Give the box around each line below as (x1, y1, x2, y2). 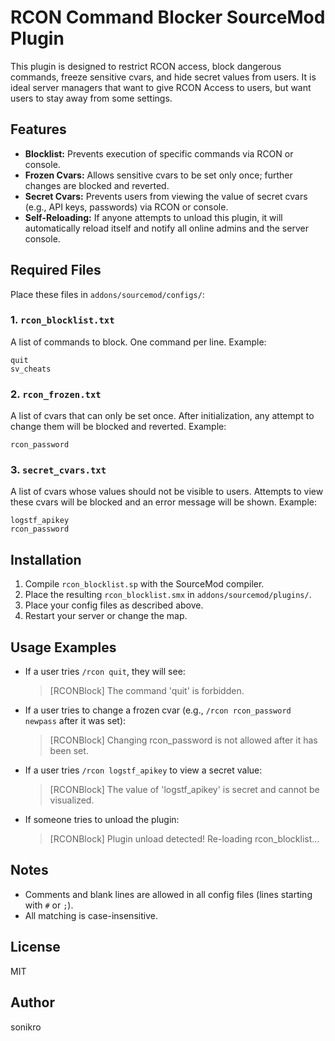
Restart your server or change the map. (24, 610, 188, 622)
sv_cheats (10, 364, 52, 374)
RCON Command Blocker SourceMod (10, 6, 326, 29)
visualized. (49, 794, 95, 806)
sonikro (10, 1021, 42, 1033)
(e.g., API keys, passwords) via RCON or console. (24, 201, 229, 213)
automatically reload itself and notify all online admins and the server (24, 222, 309, 234)
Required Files (10, 262, 102, 279)
